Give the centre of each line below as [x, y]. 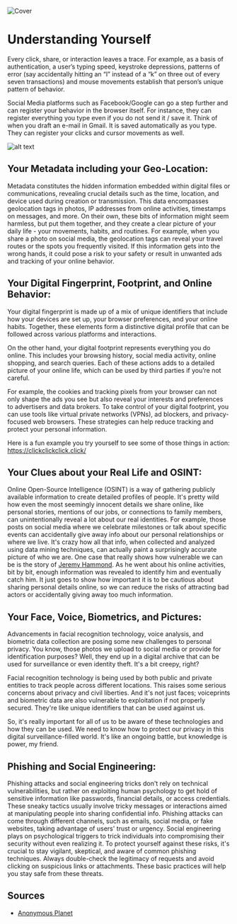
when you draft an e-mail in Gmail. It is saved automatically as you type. [112, 125]
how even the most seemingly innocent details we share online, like [105, 504]
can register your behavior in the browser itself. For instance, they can [110, 110]
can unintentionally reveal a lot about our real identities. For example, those [117, 519]
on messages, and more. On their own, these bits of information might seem [118, 216]
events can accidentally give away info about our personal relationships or [116, 535]
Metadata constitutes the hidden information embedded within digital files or [119, 186]
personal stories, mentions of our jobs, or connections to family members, [115, 512]
